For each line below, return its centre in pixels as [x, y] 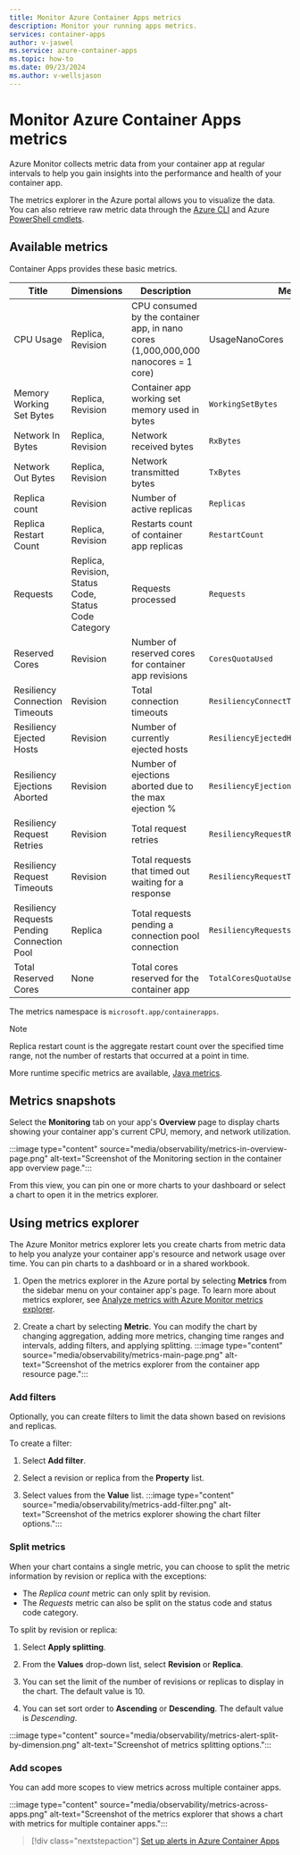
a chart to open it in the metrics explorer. [84, 1195]
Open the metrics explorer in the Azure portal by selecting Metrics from [154, 1281]
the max [148, 797]
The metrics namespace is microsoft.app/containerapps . [114, 1011]
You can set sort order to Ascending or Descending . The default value [153, 1708]
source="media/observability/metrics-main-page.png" [122, 1356]
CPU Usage [38, 339]
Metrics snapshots [62, 1100]
